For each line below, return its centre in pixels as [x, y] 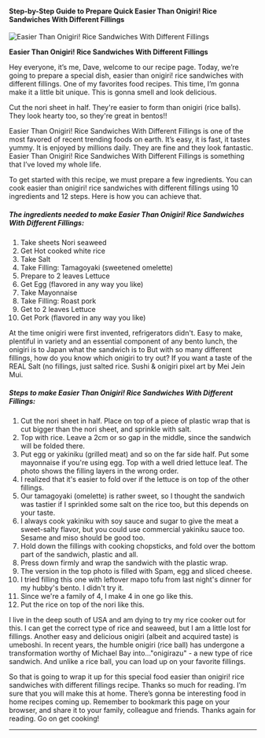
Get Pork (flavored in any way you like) [83, 318]
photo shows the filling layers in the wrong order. [99, 471]
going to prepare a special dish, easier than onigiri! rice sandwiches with [126, 75]
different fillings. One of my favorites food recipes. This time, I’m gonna [124, 84]
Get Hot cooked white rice [63, 251]
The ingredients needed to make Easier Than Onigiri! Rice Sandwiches [127, 214]
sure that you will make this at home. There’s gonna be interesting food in [128, 694]
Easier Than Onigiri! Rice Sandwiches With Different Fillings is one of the [126, 131]
